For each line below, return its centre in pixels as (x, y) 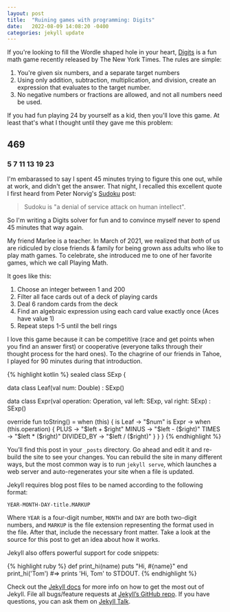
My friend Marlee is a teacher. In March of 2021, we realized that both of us (114, 241)
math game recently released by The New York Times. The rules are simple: (114, 60)
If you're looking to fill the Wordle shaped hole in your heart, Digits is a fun (112, 52)
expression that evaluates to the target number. (84, 87)
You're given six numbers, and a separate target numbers (98, 73)
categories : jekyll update (46, 33)
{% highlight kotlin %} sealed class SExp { (67, 374)
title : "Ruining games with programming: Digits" (81, 20)
